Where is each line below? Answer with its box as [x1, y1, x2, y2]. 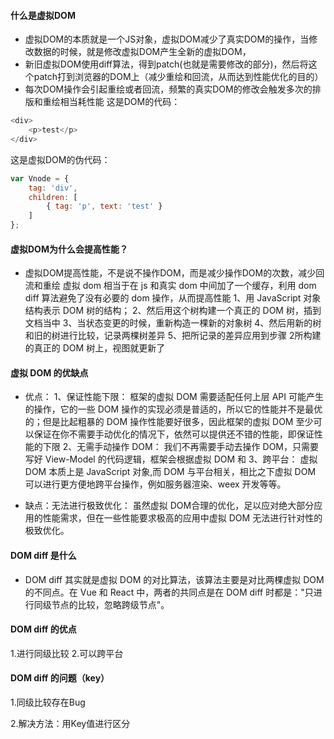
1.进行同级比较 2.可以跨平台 [10, 647, 124, 659]
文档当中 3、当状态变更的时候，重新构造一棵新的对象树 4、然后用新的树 [24, 317, 322, 329]
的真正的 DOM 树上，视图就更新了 [24, 342, 166, 354]
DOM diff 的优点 [10, 623, 77, 635]
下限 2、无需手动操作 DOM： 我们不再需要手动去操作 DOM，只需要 [42, 441, 319, 453]
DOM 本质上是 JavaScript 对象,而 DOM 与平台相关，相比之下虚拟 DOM [24, 466, 317, 478]
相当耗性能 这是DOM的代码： [59, 96, 181, 108]
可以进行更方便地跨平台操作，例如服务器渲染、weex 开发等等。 [24, 478, 287, 490]
